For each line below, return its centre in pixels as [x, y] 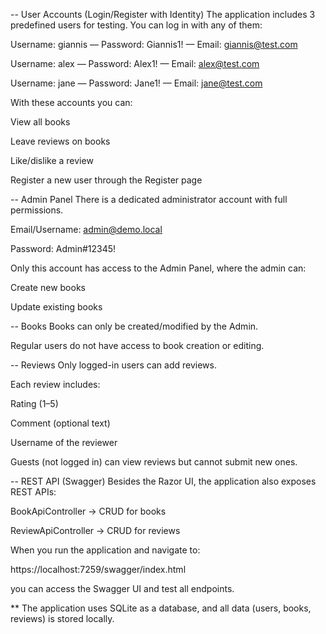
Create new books [48, 287]
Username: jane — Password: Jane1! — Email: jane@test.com [136, 83]
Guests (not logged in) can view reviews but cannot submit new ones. [154, 462]
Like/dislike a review [52, 160]
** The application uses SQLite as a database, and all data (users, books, [161, 608]
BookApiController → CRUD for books [88, 511]
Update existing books [56, 307]
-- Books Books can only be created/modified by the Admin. [134, 326]
